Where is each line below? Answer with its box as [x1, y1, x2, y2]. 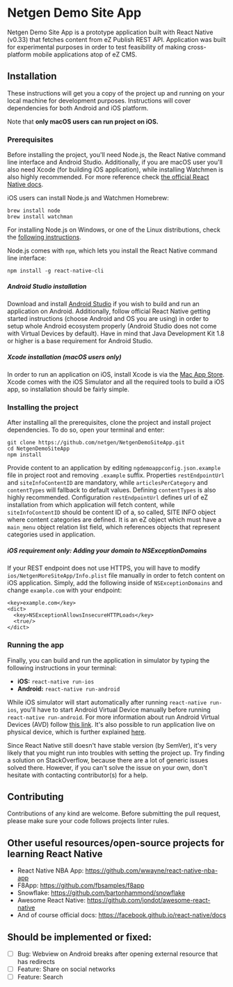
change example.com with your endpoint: [7, 586, 122, 594]
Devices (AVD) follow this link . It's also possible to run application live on [7, 720, 216, 728]
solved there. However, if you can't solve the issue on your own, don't [7, 763, 207, 771]
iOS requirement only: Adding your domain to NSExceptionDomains [7, 546, 207, 555]
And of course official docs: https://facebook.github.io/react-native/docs [17, 911, 227, 919]
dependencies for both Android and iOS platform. [7, 103, 149, 112]
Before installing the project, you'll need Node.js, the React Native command [7, 151, 226, 159]
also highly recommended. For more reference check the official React [7, 173, 210, 181]
